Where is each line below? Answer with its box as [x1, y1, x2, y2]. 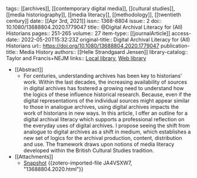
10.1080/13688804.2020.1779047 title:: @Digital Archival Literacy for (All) [6, 23, 183, 30]
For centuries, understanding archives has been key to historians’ [23, 73, 182, 79]
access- [171, 30, 192, 37]
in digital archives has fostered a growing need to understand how [23, 85, 184, 91]
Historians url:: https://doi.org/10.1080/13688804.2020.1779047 [6, 42, 160, 49]
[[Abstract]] [14, 66, 44, 73]
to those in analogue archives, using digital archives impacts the [23, 104, 179, 110]
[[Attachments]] [14, 153, 54, 160]
